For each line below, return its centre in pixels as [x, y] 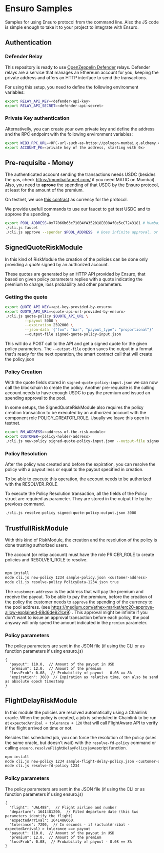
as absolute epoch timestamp [35, 681]
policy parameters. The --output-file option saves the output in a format [79, 349]
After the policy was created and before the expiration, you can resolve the [80, 464]
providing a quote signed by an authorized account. [57, 264]
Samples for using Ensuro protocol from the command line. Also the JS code [82, 22]
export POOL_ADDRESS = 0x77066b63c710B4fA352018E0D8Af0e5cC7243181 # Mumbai [83, 223]
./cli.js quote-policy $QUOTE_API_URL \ [47, 316]
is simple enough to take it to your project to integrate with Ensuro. [72, 27]
